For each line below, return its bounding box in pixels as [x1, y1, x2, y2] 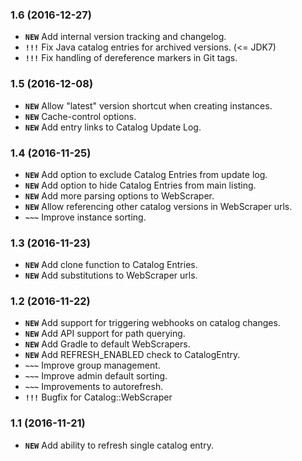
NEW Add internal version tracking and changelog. [24, 31, 227, 43]
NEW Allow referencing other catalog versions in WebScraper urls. [24, 200, 293, 212]
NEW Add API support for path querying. [24, 328, 186, 340]
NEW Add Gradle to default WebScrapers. [24, 338, 191, 350]
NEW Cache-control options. [24, 110, 137, 122]
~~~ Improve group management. [24, 359, 161, 372]
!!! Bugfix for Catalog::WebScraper [24, 391, 173, 403]
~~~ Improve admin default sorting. [24, 370, 168, 382]
